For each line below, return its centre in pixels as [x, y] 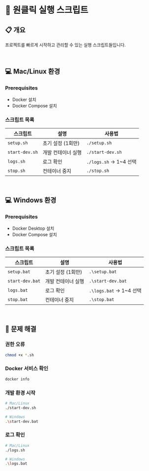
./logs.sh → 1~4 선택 [111, 162]
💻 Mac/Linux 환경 [33, 71]
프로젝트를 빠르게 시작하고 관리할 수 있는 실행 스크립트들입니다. [66, 45]
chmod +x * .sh [20, 355]
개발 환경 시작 [20, 392]
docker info [17, 379]
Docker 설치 [24, 99]
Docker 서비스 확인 [27, 369]
